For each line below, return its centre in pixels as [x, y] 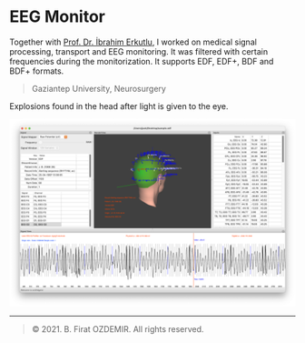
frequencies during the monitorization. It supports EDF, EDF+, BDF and [142, 61]
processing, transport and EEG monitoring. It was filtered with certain [139, 51]
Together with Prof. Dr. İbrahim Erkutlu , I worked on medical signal [133, 42]
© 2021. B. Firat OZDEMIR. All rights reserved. [118, 328]
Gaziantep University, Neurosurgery [98, 88]
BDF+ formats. [37, 71]
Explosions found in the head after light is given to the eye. [119, 106]
